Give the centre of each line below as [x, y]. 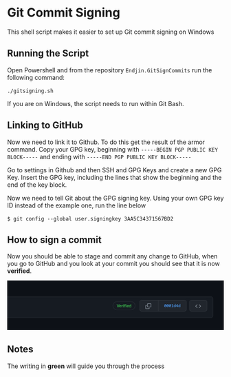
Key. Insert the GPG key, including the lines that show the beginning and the [114, 177]
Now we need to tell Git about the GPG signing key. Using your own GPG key [115, 198]
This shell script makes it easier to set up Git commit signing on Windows [111, 32]
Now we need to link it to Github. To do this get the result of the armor [106, 142]
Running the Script [48, 53]
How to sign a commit [54, 240]
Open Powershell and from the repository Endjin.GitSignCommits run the [110, 70]
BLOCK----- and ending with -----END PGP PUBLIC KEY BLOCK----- [99, 156]
